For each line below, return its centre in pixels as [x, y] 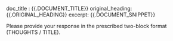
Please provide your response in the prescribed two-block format [86, 26]
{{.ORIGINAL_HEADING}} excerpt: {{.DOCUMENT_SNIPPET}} [81, 15]
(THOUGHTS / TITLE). [33, 32]
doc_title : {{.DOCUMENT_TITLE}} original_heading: [69, 8]
